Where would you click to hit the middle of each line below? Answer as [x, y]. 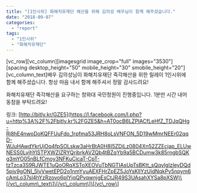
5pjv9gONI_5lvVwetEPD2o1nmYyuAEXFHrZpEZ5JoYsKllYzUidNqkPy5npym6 [98, 171]
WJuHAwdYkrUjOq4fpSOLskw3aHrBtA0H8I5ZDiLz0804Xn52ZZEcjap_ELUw [99, 146]
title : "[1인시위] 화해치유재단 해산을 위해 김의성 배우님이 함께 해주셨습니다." [91, 12]
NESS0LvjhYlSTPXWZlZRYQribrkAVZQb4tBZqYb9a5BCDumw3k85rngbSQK [98, 152]
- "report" [25, 28]
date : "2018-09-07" [30, 17]
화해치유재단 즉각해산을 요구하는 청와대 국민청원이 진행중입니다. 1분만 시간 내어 [97, 94]
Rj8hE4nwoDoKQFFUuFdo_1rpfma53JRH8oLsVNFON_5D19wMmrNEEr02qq [98, 133]
